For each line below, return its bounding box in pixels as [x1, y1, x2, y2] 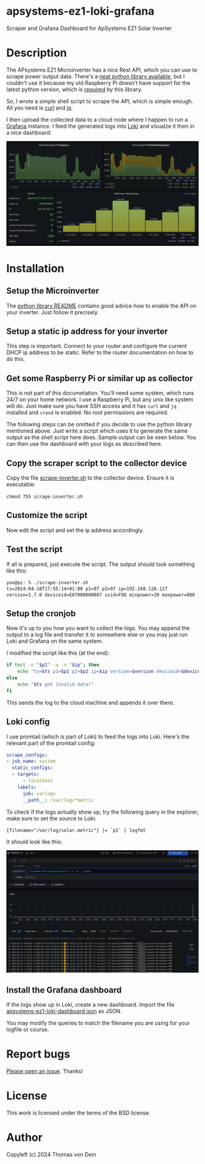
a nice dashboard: [6, 128, 52, 136]
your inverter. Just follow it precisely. [6, 308, 99, 316]
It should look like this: [6, 838, 63, 845]
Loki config [6, 717, 50, 727]
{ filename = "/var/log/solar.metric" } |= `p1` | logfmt [6, 827, 146, 833]
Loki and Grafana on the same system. [6, 637, 104, 645]
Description [6, 46, 67, 60]
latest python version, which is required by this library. [6, 86, 143, 93]
